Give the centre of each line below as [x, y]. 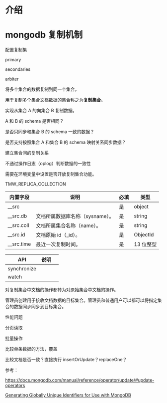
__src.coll [18, 225]
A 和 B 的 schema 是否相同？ [35, 121]
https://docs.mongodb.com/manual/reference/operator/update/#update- [80, 380]
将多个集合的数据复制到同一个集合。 [42, 89]
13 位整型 [145, 244]
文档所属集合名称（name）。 [68, 226]
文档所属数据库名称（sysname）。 [75, 216]
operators [15, 386]
